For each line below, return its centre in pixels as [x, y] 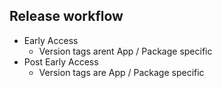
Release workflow [66, 16]
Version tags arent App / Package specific [125, 51]
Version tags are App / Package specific [121, 72]
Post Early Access [61, 61]
